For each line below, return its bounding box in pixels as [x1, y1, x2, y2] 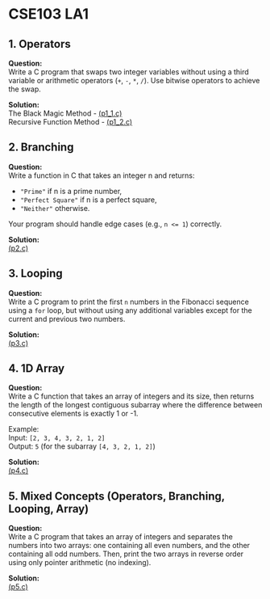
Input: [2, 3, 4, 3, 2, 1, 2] [8, 433, 106, 443]
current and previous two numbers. [8, 314, 126, 323]
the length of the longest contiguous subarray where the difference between [8, 400, 263, 410]
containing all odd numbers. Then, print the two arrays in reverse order [8, 549, 244, 559]
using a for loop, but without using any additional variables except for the [8, 305, 252, 315]
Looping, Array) [8, 502, 89, 516]
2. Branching [8, 141, 74, 154]
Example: [8, 424, 39, 434]
